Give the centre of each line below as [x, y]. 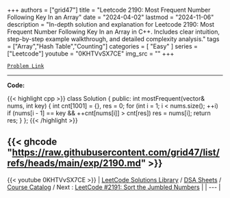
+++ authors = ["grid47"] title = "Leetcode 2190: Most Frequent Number [109, 10]
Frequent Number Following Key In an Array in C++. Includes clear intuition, [114, 32]
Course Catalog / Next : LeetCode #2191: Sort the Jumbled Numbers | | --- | [114, 187]
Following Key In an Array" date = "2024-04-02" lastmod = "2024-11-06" [111, 17]
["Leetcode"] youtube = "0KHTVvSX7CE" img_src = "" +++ [91, 53]
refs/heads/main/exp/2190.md [74, 163]
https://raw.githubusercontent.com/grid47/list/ [116, 152]
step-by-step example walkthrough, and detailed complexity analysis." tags [113, 39]
